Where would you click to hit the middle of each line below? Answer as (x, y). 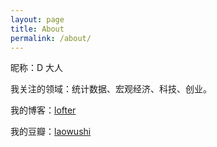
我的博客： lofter (43, 110)
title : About (37, 29)
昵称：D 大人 (37, 68)
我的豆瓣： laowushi (51, 132)
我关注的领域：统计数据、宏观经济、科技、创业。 (111, 89)
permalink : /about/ (51, 38)
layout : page (37, 19)
